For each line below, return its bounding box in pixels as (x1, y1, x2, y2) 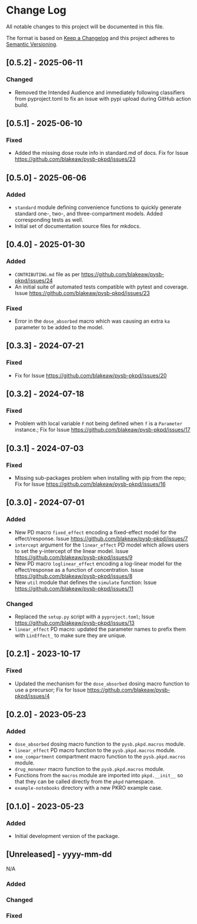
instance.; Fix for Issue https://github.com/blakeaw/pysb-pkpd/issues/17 (14, 426, 191, 433)
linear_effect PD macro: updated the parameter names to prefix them (14, 625, 186, 633)
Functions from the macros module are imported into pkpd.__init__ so (14, 772, 183, 779)
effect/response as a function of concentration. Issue (14, 566, 144, 573)
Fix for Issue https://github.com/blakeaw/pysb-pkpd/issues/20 (14, 372, 167, 379)
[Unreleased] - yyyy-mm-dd (6, 849, 112, 860)
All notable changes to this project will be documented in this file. (6, 23, 165, 30)
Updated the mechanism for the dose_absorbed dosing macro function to (14, 680, 190, 687)
